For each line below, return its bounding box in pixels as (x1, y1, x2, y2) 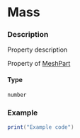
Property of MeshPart (7, 59, 71, 68)
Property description (7, 45, 68, 54)
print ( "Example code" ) (7, 123, 74, 131)
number (7, 91, 27, 98)
